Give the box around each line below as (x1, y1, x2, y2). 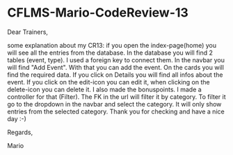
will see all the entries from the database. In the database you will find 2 (7, 48, 214, 57)
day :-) (7, 114, 26, 122)
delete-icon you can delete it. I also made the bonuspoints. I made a (7, 85, 202, 93)
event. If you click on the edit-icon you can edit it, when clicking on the (7, 77, 210, 86)
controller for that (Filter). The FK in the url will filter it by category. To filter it (7, 92, 226, 101)
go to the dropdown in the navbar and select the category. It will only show (7, 100, 222, 108)
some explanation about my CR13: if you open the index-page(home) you (7, 41, 217, 49)
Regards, (7, 128, 33, 136)
